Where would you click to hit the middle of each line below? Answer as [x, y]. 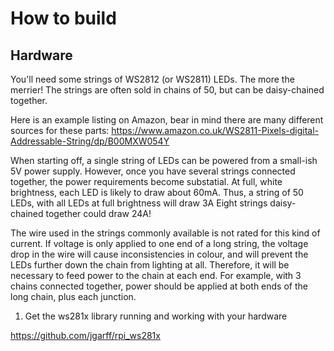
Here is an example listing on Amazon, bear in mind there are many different [167, 120]
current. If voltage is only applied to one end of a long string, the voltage [159, 243]
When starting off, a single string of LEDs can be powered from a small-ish [164, 160]
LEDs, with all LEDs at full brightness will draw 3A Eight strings [139, 203]
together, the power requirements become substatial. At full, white [146, 181]
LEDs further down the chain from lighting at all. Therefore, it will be [150, 265]
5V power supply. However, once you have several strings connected [153, 171]
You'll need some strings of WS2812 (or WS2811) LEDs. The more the [152, 79]
